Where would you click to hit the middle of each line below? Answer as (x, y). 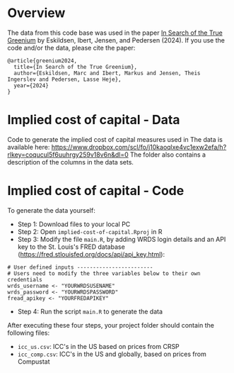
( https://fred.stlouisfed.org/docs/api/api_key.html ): (91, 254)
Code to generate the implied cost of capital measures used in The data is (115, 139)
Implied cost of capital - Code (96, 191)
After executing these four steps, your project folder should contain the (111, 325)
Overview (36, 13)
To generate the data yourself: (51, 210)
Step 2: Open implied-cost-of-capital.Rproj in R (90, 231)
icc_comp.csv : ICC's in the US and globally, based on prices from (112, 354)
